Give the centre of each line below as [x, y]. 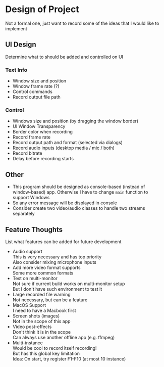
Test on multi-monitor [35, 278]
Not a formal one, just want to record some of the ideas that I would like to [82, 23]
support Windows [31, 198]
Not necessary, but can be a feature [50, 300]
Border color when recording [43, 132]
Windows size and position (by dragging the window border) [75, 121]
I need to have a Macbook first [44, 310]
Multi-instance [28, 343]
